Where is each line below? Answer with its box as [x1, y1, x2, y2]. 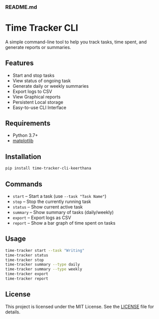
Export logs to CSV [12, 88, 52, 94]
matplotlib [12, 138, 34, 144]
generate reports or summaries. [5, 44, 72, 50]
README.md [5, 4, 37, 11]
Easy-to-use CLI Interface [12, 104, 67, 111]
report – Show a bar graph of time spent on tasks [12, 220, 116, 226]
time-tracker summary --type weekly [5, 267, 82, 272]
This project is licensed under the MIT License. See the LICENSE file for [5, 303, 154, 309]
